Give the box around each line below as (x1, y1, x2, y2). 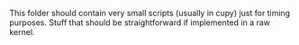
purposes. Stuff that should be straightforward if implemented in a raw (9, 17, 271, 28)
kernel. (9, 27, 35, 37)
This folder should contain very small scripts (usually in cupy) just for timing (9, 8, 291, 18)
